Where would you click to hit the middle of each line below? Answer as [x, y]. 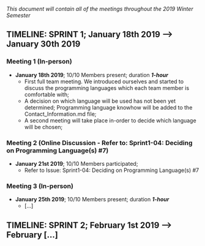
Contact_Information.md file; [60, 114]
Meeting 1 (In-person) [39, 62]
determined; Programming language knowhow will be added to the [108, 107]
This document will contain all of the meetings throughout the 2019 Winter [100, 9]
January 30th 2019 [43, 44]
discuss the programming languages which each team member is [107, 88]
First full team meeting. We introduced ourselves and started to [104, 81]
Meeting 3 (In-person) [40, 186]
